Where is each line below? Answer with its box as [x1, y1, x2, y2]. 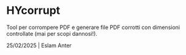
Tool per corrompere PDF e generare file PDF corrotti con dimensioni [6, 24, 180, 31]
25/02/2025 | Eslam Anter [6, 42, 72, 49]
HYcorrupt [6, 4, 61, 18]
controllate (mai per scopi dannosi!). [6, 30, 98, 37]
